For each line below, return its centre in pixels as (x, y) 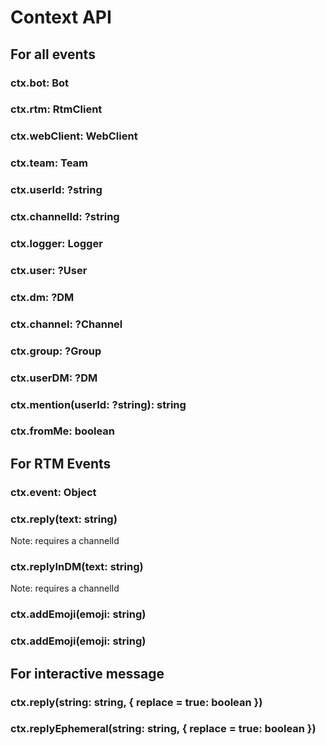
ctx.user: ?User (49, 270)
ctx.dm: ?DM (42, 297)
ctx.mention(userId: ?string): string (98, 404)
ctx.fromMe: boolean (63, 431)
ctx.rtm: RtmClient (56, 109)
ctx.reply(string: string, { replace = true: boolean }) (136, 702)
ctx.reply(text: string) (64, 519)
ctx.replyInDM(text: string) (77, 567)
